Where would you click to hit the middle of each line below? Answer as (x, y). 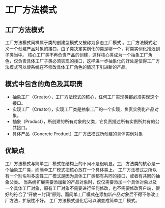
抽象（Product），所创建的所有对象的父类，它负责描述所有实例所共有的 (84, 121)
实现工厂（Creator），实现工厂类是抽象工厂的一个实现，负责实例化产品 (83, 109)
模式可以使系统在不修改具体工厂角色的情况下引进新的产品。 (69, 67)
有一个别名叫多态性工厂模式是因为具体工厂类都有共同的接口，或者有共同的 (80, 176)
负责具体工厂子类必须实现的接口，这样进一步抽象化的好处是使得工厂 (87, 61)
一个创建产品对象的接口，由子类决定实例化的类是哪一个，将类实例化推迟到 (84, 49)
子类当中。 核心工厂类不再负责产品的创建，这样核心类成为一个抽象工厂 (77, 55)
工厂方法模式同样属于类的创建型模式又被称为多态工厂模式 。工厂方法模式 (79, 43)
